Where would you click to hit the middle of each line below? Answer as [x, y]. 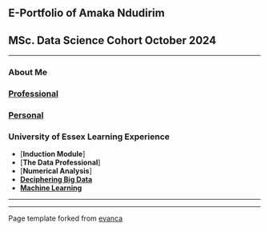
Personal [26, 115]
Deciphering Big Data [56, 180]
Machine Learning [51, 188]
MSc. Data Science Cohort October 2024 [112, 40]
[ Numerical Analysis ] [56, 171]
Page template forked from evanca [66, 218]
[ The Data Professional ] [60, 162]
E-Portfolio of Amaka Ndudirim [87, 13]
